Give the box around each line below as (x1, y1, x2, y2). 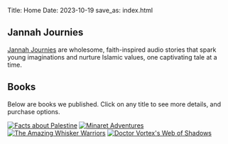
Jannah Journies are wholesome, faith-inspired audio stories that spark (7, 45, 217, 54)
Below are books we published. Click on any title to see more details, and (7, 99, 222, 109)
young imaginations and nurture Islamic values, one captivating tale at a (7, 52, 218, 61)
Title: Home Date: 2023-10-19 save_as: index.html (7, 6, 153, 14)
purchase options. (7, 107, 60, 116)
